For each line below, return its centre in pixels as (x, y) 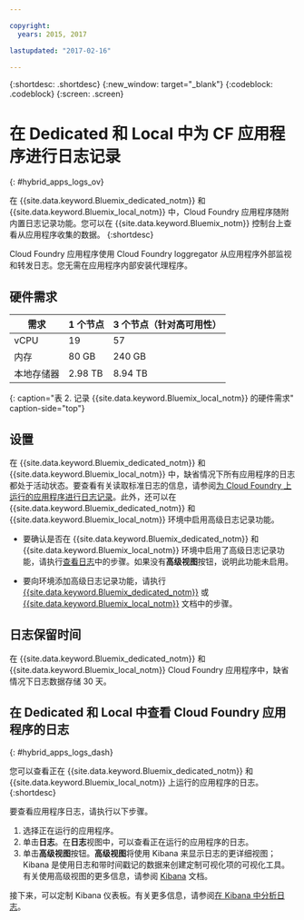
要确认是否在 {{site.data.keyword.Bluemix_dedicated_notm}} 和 (141, 539)
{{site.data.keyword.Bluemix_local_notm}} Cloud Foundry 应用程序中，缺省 (149, 669)
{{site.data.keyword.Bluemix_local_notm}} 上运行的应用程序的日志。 (137, 782)
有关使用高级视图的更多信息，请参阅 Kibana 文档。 (118, 875)
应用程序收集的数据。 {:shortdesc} (89, 235)
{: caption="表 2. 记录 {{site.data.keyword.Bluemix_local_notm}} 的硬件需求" (152, 398)
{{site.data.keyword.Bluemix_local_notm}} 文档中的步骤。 (130, 603)
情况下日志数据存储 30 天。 (60, 681)
